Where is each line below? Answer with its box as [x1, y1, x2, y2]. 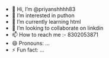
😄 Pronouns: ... [11, 40, 50, 47]
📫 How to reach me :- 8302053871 [11, 31, 99, 38]
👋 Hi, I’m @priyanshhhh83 [11, 6, 76, 12]
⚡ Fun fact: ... [11, 46, 44, 53]
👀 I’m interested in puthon [11, 12, 75, 19]
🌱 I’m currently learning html [11, 18, 81, 25]
